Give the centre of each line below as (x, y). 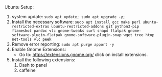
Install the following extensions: (43, 60)
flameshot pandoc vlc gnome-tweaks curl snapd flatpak (69, 31)
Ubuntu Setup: (19, 7)
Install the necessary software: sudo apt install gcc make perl (76, 22)
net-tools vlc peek (32, 39)
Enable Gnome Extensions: (39, 49)
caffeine (27, 70)
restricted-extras (30, 26)
